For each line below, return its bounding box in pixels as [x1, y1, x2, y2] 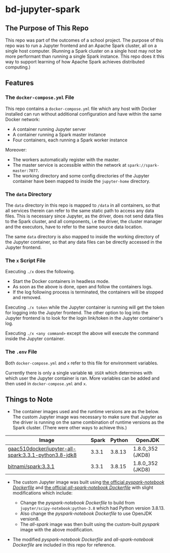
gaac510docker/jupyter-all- [8, 445, 76, 452]
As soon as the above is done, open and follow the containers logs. [12, 284, 153, 290]
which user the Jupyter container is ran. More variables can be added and [5, 375, 160, 381]
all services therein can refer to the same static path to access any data [5, 207, 154, 213]
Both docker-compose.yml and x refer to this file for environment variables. [5, 360, 158, 366]
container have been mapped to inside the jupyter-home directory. [12, 178, 151, 184]
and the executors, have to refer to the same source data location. [5, 224, 143, 230]
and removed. [12, 294, 42, 301]
